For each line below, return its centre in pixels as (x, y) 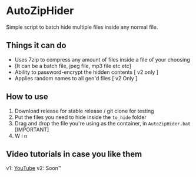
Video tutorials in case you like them (74, 154)
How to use (27, 97)
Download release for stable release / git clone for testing (84, 111)
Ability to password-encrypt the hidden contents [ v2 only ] (87, 72)
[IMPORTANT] (32, 130)
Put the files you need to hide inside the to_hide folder (81, 117)
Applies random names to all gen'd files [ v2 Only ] (76, 78)
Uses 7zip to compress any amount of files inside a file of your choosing (102, 59)
